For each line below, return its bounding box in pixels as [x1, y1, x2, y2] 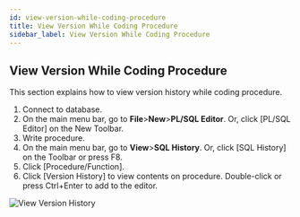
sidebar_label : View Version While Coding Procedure [9, 30, 210, 39]
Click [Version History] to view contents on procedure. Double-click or [21, 171, 282, 182]
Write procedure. [21, 133, 85, 143]
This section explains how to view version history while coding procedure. [9, 87, 283, 98]
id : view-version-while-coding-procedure [9, 13, 167, 22]
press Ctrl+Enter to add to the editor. [21, 180, 159, 191]
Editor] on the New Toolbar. [21, 123, 124, 135]
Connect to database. [21, 104, 103, 115]
